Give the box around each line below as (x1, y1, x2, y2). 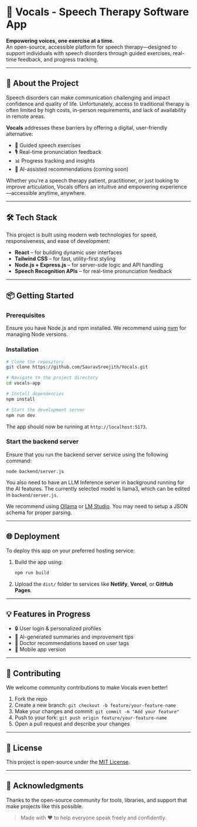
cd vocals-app (6, 380, 41, 386)
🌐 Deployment (6, 531, 60, 542)
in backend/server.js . (6, 491, 59, 498)
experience (159, 183, 188, 190)
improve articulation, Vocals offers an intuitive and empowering (6, 183, 159, 190)
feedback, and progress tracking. (18, 56, 98, 63)
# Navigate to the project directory (6, 375, 98, 381)
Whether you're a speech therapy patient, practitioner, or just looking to (6, 177, 179, 184)
